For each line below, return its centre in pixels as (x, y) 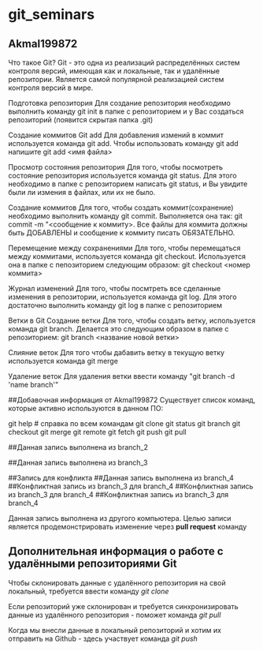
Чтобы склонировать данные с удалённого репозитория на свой (117, 582)
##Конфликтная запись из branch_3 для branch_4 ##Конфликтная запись (131, 486)
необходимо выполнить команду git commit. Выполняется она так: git (125, 216)
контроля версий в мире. (51, 88)
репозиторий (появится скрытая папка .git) (81, 120)
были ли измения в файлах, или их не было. (82, 192)
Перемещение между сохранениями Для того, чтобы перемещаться (125, 248)
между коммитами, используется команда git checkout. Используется (127, 256)
